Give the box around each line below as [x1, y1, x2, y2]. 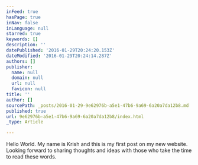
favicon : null [11, 86, 46, 92]
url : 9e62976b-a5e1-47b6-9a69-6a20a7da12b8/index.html [6, 113, 144, 119]
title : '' [6, 91, 31, 97]
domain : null [11, 75, 44, 81]
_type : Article [6, 119, 44, 125]
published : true [6, 108, 46, 114]
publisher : [6, 64, 33, 70]
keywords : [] [6, 36, 38, 42]
